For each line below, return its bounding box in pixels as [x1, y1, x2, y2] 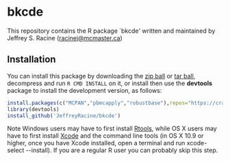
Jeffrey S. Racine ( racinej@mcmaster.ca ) [7, 33, 123, 42]
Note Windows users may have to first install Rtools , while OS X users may [7, 124, 217, 133]
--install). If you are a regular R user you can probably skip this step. [25, 146, 218, 154]
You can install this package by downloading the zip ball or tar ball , [7, 72, 196, 80]
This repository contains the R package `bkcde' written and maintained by [7, 27, 216, 35]
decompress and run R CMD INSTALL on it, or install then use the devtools [7, 79, 213, 87]
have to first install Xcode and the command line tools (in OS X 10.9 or [7, 132, 204, 140]
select [7, 146, 25, 154]
